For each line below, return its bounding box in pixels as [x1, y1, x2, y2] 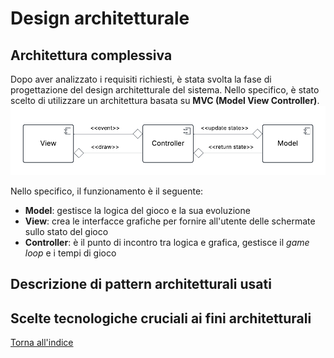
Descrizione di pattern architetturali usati [10, 276, 272, 293]
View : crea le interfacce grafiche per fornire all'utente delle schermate [24, 215, 316, 227]
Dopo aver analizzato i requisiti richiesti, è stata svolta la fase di [10, 73, 272, 85]
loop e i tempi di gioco [24, 247, 117, 259]
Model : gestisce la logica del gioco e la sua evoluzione [24, 204, 251, 216]
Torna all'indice [10, 337, 74, 349]
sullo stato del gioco [24, 225, 109, 237]
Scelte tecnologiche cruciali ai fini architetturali [10, 310, 312, 327]
